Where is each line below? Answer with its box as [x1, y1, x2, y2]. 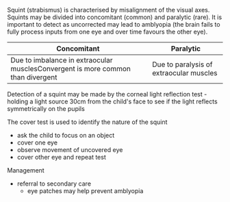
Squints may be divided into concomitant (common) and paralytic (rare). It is [7, 13, 222, 21]
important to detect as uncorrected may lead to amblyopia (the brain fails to [7, 21, 220, 28]
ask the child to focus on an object [16, 131, 115, 139]
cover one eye [16, 138, 58, 147]
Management [7, 166, 44, 174]
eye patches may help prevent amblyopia [27, 187, 144, 194]
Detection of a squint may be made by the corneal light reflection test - [7, 90, 207, 98]
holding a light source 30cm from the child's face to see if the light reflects [7, 97, 218, 105]
